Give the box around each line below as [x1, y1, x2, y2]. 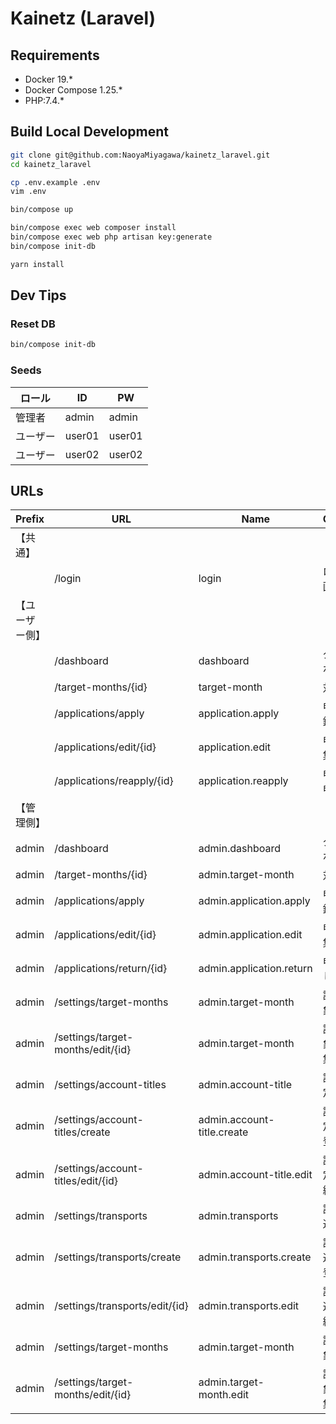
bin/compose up [10, 205, 74, 215]
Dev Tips [10, 287, 67, 304]
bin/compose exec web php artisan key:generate [10, 232, 213, 242]
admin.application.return [198, 962, 313, 976]
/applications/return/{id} [54, 962, 168, 976]
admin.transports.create [198, 1250, 312, 1264]
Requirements [10, 47, 100, 64]
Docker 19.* [24, 73, 74, 85]
